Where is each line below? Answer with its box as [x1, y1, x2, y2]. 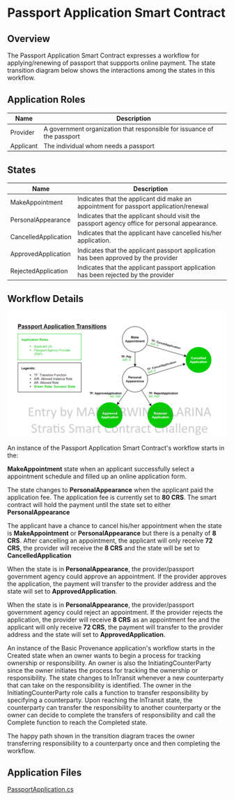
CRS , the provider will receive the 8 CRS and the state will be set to [7, 543, 200, 552]
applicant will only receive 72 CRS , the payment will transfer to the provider [7, 622, 224, 631]
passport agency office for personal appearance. [77, 219, 218, 228]
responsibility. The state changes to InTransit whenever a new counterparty [7, 673, 224, 682]
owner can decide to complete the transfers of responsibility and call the [7, 710, 216, 719]
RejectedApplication [10, 267, 68, 276]
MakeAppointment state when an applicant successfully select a [7, 464, 195, 473]
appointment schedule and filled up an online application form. [7, 472, 187, 480]
